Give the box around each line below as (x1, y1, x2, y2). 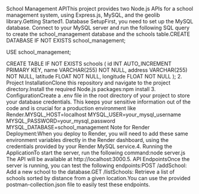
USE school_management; (6, 48, 71, 56)
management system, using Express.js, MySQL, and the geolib (6, 11, 160, 19)
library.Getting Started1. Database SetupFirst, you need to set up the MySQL (6, 18, 194, 25)
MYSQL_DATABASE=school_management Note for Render (6, 124, 150, 131)
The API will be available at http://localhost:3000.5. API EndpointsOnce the (6, 156, 190, 162)
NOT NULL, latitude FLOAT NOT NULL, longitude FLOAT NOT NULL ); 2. (6, 73, 182, 80)
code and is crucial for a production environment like (6, 105, 136, 111)
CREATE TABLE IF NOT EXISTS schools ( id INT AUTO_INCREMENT (6, 60, 172, 67)
